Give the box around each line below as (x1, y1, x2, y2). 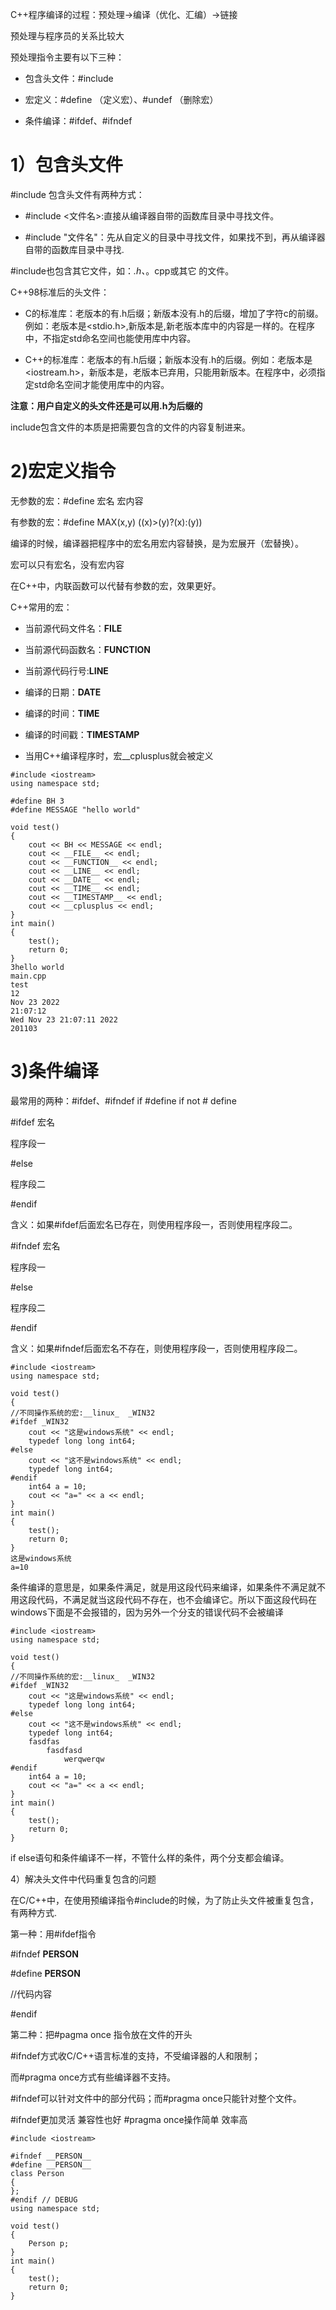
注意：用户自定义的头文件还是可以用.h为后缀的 (10, 399, 203, 412)
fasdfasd (46, 1745, 83, 1755)
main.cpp (10, 971, 47, 981)
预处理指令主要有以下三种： (10, 51, 125, 63)
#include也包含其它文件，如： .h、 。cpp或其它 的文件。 (10, 264, 235, 277)
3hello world (10, 962, 65, 972)
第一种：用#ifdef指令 (10, 1928, 97, 1940)
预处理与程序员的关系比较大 (10, 30, 125, 42)
